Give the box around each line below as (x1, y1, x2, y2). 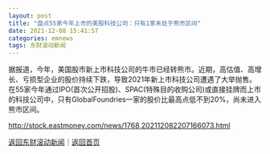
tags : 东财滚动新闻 (8, 42, 67, 50)
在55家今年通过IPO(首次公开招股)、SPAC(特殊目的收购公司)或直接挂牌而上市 (8, 85, 261, 95)
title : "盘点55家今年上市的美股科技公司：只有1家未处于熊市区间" (8, 19, 202, 27)
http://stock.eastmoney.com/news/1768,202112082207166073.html (8, 121, 231, 131)
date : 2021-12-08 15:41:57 (8, 26, 99, 34)
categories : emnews (8, 34, 74, 43)
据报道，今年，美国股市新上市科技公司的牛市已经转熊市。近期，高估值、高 (8, 65, 255, 75)
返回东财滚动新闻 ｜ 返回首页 (8, 137, 100, 147)
